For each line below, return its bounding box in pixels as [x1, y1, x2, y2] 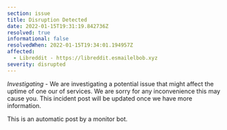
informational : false [7, 36, 69, 42]
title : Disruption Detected [7, 16, 88, 23]
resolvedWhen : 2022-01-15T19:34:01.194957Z [7, 42, 134, 49]
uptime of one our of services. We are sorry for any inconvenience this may [7, 87, 221, 95]
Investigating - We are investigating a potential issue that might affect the [7, 79, 214, 88]
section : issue [7, 10, 51, 17]
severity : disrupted [7, 61, 67, 68]
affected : [7, 49, 36, 55]
